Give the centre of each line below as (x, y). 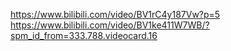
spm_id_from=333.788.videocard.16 (84, 35)
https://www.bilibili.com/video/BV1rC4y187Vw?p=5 (115, 14)
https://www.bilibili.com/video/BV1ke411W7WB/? (110, 25)
